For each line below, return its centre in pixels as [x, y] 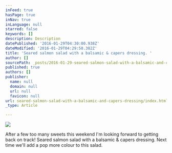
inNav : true [18, 20]
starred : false [21, 29]
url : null [20, 91]
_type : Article [21, 106]
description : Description [33, 39]
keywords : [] [19, 34]
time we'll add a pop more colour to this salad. [54, 145]
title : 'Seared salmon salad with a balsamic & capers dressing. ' [79, 53]
